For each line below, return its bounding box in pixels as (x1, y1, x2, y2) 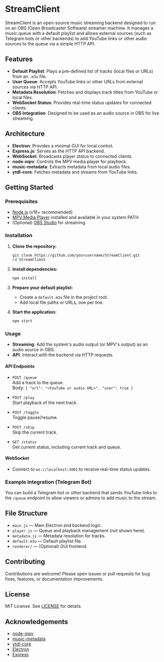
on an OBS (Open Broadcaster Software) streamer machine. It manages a (5, 25, 154, 31)
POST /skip (12, 425, 35, 430)
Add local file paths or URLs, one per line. (19, 299, 104, 305)
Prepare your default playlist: (12, 285, 74, 291)
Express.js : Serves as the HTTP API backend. (12, 148, 106, 154)
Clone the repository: (12, 243, 57, 249)
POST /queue (12, 375, 37, 380)
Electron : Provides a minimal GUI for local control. (12, 143, 114, 148)
